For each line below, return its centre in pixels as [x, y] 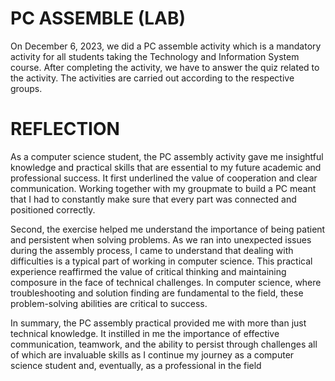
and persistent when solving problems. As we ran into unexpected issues [161, 239]
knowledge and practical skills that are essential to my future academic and [166, 167]
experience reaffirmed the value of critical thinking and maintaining [148, 271]
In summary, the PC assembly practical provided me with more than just [158, 323]
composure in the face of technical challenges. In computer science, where [166, 282]
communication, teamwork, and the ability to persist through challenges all [164, 344]
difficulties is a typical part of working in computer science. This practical [161, 261]
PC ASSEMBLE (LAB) [98, 18]
